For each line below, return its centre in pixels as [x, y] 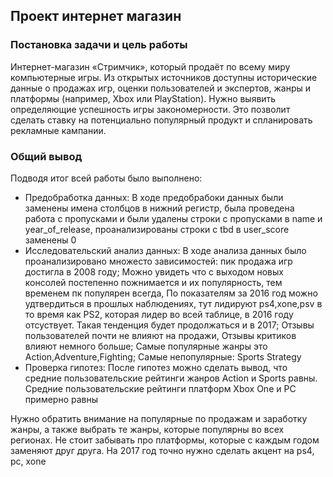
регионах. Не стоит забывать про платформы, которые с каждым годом [165, 440]
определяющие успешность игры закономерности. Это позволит [150, 109]
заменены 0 [50, 240]
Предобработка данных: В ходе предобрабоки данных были [154, 197]
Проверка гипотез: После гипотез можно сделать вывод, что [156, 367]
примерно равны [61, 399]
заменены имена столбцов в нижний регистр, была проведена [159, 208]
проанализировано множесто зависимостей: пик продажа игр [158, 261]
